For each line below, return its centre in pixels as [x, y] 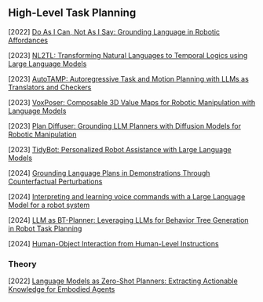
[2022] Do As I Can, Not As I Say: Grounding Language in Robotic [114, 31]
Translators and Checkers [50, 87]
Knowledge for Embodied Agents [62, 289]
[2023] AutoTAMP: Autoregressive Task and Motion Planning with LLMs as [128, 78]
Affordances [28, 40]
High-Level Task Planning [72, 13]
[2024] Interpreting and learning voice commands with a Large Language [127, 196]
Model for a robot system [49, 205]
